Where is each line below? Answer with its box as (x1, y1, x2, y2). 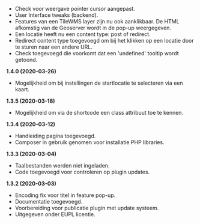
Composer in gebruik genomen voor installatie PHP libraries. (14, 139, 165, 146)
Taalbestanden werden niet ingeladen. (14, 162, 110, 169)
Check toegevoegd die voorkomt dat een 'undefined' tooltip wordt (14, 50, 179, 56)
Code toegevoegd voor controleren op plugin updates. (14, 168, 150, 175)
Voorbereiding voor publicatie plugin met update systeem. (14, 204, 159, 211)
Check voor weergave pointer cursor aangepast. (14, 5, 135, 12)
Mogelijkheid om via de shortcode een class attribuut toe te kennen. (14, 109, 184, 116)
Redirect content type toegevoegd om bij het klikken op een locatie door (14, 37, 194, 44)
